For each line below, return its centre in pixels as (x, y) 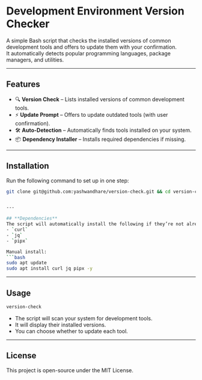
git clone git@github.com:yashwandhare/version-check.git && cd (88, 192)
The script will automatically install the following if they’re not (95, 224)
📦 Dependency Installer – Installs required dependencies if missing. (100, 139)
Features (23, 85)
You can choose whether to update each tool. (71, 331)
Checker (28, 24)
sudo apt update (26, 263)
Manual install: (26, 252)
